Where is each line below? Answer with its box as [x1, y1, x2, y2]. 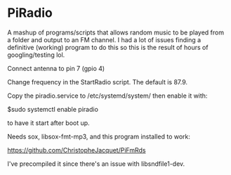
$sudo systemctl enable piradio [7, 105, 98, 113]
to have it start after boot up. [7, 118, 90, 127]
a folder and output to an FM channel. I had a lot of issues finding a [7, 35, 202, 44]
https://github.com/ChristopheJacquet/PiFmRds [7, 145, 146, 154]
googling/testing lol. [7, 51, 65, 59]
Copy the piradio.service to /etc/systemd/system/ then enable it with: [7, 91, 208, 100]
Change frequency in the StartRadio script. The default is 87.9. [7, 77, 188, 86]
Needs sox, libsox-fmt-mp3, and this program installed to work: [7, 132, 191, 141]
